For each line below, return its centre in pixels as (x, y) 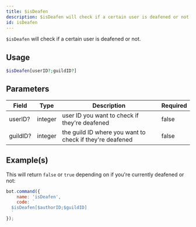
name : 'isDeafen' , (39, 197)
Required (174, 105)
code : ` (26, 202)
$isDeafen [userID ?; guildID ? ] (41, 71)
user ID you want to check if (100, 115)
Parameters (28, 89)
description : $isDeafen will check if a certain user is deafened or (92, 17)
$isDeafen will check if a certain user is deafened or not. (73, 39)
